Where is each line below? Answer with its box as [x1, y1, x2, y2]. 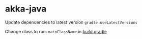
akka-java [5, 3, 47, 14]
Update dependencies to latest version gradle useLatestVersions [5, 19, 138, 25]
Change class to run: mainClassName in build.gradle [5, 28, 107, 34]
